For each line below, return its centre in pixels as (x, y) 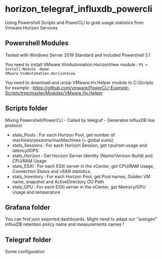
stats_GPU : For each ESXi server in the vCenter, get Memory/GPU (79, 187)
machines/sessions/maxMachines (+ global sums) (63, 140)
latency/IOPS (25, 150)
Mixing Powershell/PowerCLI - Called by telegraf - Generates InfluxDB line (80, 120)
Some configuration (25, 252)
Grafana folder (28, 207)
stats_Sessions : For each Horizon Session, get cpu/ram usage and (80, 145)
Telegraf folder (28, 240)
